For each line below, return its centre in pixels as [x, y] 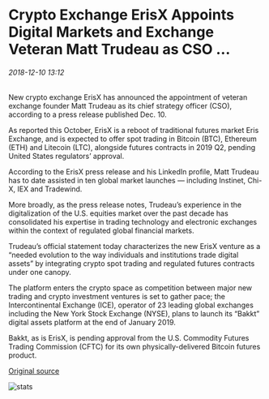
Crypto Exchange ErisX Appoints [122, 15]
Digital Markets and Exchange [111, 32]
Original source [34, 371]
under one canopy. [40, 272]
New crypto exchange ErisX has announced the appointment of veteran [128, 97]
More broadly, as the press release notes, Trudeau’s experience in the [125, 205]
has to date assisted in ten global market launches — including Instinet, [127, 181]
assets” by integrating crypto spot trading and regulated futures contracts [132, 264]
